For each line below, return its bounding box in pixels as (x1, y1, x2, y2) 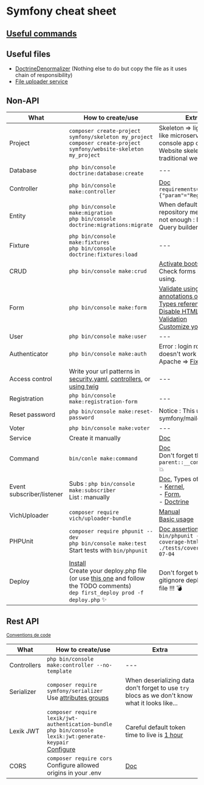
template (46, 668, 72, 675)
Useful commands (6, 29, 77, 39)
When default (158, 200, 197, 209)
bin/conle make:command (69, 455, 138, 462)
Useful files (6, 49, 50, 59)
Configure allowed (46, 761, 100, 770)
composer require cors (46, 755, 112, 762)
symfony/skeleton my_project (69, 133, 154, 141)
